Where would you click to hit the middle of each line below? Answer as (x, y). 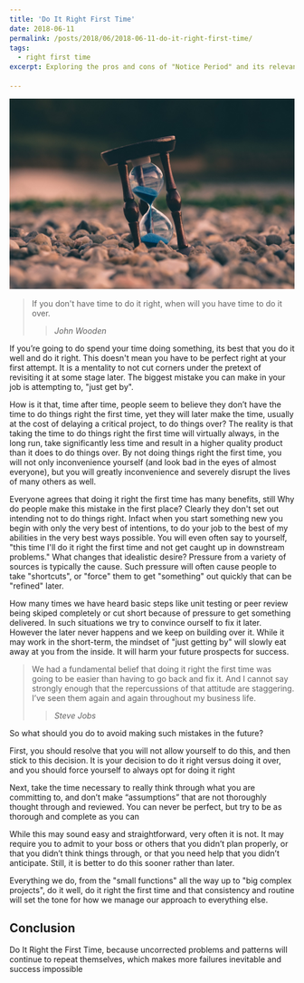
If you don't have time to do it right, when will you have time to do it (157, 303)
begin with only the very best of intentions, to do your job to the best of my (149, 528)
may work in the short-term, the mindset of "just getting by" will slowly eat (148, 642)
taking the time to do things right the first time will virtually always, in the (144, 433)
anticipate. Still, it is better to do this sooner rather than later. (122, 862)
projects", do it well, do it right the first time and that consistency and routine (152, 890)
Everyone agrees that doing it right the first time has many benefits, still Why (152, 499)
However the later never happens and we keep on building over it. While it (147, 632)
